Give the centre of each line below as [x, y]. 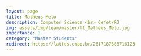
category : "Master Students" [42, 38]
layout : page [22, 11]
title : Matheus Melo [31, 17]
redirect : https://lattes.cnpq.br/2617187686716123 [70, 44]
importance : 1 [23, 33]
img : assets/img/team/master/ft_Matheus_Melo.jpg [68, 28]
